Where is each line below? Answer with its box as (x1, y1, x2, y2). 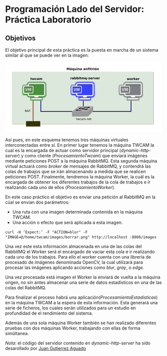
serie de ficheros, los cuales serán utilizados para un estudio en (5, 305, 136, 311)
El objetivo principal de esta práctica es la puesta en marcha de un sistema (5, 47, 159, 53)
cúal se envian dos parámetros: (5, 199, 70, 205)
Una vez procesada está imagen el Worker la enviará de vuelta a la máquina (5, 274, 161, 280)
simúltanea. (5, 330, 29, 336)
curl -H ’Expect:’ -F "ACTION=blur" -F (5, 230, 88, 235)
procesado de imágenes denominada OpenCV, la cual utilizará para (5, 259, 143, 265)
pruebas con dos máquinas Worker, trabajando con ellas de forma (5, 325, 141, 331)
